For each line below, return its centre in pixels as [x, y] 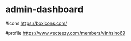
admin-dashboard [44, 9]
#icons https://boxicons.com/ [36, 23]
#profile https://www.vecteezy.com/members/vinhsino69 [65, 33]
